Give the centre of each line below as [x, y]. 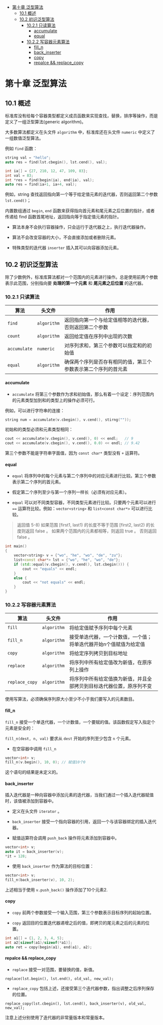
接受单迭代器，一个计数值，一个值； [110, 637]
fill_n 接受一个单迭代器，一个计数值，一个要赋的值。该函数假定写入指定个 [80, 722]
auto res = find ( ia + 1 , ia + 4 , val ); [41, 184]
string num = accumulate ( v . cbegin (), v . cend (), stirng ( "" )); [68, 420]
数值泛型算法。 [28, 138]
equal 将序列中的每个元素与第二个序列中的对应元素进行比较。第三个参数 [84, 476]
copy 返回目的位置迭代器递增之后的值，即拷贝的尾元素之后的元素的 [79, 923]
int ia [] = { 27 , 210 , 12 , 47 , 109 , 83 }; [47, 171]
